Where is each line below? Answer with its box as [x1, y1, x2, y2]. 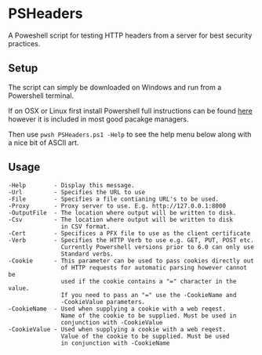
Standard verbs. [60, 250, 114, 258]
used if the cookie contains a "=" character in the [60, 277, 237, 285]
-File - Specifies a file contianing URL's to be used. [8, 195, 220, 203]
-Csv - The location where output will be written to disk [8, 216, 234, 223]
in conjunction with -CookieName [60, 339, 170, 347]
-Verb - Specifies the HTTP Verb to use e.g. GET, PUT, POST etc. [8, 236, 255, 244]
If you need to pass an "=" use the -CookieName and [60, 291, 237, 299]
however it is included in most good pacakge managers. [8, 114, 190, 124]
